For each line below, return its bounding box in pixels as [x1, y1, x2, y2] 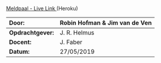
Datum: [9, 48, 30, 55]
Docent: [9, 38, 32, 46]
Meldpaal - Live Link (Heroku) [6, 5, 78, 12]
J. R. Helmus [59, 29, 95, 37]
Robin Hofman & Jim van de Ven [59, 19, 152, 27]
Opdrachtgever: [9, 29, 55, 37]
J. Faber [59, 38, 83, 46]
